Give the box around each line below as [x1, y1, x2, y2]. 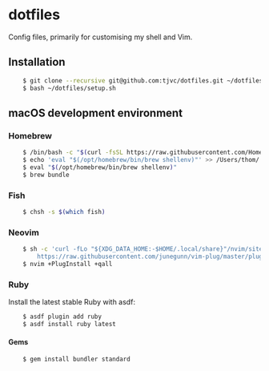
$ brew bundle [22, 171, 70, 179]
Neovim [8, 227, 40, 238]
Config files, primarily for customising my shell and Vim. [8, 32, 193, 42]
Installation [8, 55, 66, 69]
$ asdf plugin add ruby [22, 313, 102, 321]
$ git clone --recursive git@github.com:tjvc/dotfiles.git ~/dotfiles [22, 76, 263, 85]
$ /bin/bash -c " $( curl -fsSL [22, 148, 124, 157]
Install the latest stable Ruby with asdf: [8, 297, 136, 307]
